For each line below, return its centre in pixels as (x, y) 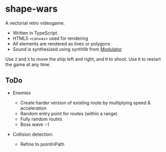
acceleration (33, 108)
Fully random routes (41, 119)
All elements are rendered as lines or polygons (61, 43)
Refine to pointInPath (42, 144)
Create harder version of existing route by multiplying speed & (86, 103)
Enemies (22, 93)
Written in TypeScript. (35, 33)
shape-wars (31, 9)
